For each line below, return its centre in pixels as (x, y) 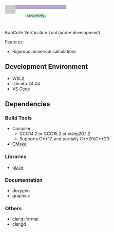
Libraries (16, 157)
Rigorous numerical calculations (44, 51)
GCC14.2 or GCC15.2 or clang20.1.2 (55, 134)
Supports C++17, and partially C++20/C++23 (64, 139)
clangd (19, 224)
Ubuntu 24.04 (26, 83)
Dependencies (28, 104)
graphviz (21, 196)
